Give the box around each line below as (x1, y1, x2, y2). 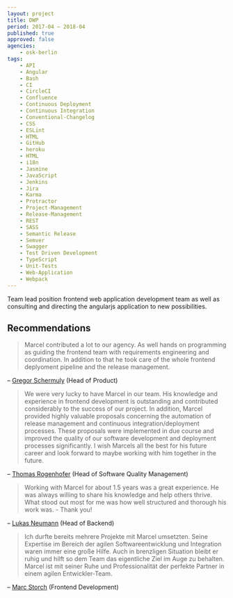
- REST (19, 217, 39, 224)
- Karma (19, 191, 42, 198)
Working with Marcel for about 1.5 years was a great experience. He (24, 483, 219, 491)
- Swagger (19, 243, 49, 251)
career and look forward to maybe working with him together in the (24, 449, 217, 457)
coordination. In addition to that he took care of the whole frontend (24, 356, 216, 364)
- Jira (19, 185, 39, 192)
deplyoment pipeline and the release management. (24, 363, 170, 371)
